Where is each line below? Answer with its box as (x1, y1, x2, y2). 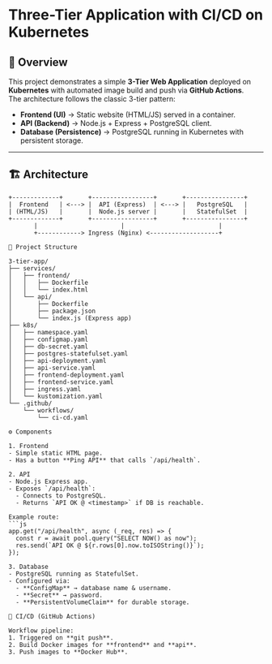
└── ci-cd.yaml (37, 413, 89, 421)
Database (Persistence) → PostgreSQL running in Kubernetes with (19, 127, 244, 136)
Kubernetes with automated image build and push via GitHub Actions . (8, 85, 244, 95)
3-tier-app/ (8, 257, 49, 265)
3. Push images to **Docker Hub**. (8, 648, 129, 656)
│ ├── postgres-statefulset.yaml (8, 349, 129, 358)
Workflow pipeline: (8, 627, 74, 635)
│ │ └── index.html (8, 286, 89, 294)
